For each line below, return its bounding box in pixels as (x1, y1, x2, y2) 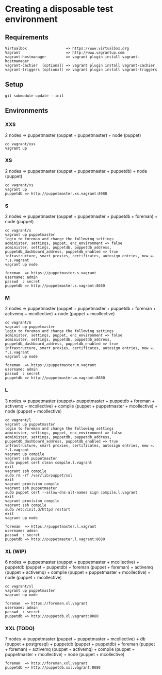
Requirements (5, 33, 49, 41)
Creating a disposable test (5, 3, 113, 15)
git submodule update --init (5, 93, 64, 98)
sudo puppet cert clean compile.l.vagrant (5, 460, 92, 465)
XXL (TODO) (5, 625, 35, 632)
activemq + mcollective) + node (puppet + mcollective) (5, 311, 115, 317)
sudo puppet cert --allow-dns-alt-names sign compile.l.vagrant (5, 490, 138, 495)
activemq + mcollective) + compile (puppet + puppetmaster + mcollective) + (5, 403, 158, 409)
